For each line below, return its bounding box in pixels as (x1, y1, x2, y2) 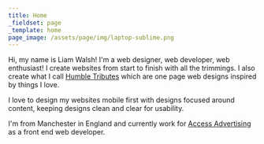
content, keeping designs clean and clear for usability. (8, 104, 184, 113)
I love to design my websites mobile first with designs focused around (8, 95, 235, 105)
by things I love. (8, 80, 60, 90)
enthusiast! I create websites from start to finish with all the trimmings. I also (8, 64, 255, 73)
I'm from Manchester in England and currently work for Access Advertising (8, 119, 251, 128)
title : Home (8, 11, 47, 20)
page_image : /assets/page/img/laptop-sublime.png (8, 33, 175, 42)
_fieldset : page (8, 19, 61, 27)
